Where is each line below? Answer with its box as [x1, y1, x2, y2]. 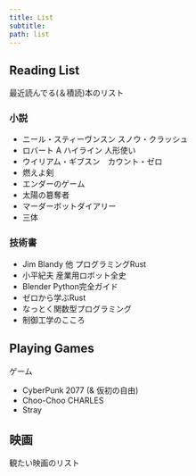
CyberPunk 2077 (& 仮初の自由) [21, 385, 139, 396]
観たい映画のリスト [9, 457, 80, 469]
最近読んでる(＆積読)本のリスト [9, 88, 125, 98]
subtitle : [9, 21, 46, 30]
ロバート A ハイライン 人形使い [21, 145, 136, 156]
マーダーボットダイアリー [21, 201, 117, 212]
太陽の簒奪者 [21, 189, 69, 201]
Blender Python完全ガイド [21, 280, 118, 291]
